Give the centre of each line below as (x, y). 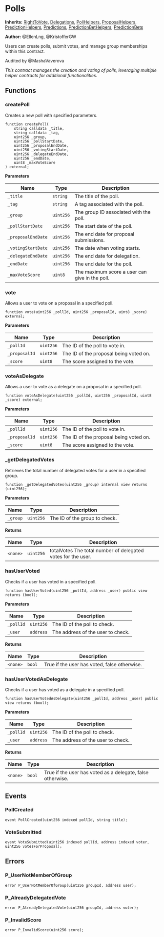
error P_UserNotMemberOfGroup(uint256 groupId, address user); (71, 885)
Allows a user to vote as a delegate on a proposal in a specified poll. (73, 387)
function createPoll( (27, 124)
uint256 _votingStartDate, (41, 150)
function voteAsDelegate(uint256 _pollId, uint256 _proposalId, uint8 (78, 396)
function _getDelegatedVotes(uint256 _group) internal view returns (76, 484)
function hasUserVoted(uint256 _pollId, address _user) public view (76, 591)
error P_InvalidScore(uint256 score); (44, 930)
